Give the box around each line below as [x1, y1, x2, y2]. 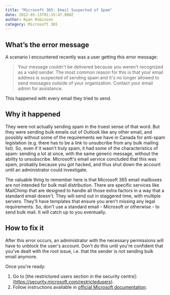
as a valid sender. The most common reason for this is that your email [17, 69, 163, 75]
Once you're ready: [5, 263, 46, 270]
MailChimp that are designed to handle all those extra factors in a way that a [5, 187, 164, 193]
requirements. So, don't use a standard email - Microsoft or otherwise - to [5, 203, 160, 210]
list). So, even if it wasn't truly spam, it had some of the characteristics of [5, 145, 158, 151]
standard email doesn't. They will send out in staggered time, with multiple [5, 193, 161, 199]
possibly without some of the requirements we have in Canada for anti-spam [5, 134, 165, 140]
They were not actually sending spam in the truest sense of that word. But [5, 123, 160, 130]
